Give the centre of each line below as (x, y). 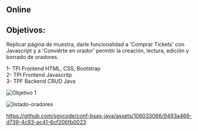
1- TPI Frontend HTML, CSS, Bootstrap (53, 68)
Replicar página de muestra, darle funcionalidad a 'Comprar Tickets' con (95, 45)
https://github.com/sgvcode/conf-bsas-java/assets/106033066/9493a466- (99, 116)
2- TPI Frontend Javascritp (39, 75)
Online (19, 10)
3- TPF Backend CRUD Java (41, 81)
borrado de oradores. (33, 57)
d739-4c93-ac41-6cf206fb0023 (46, 122)
